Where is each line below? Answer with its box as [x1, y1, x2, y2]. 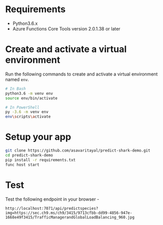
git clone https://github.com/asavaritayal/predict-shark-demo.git [5, 148, 151, 153]
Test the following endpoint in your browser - [5, 196, 100, 202]
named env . [5, 76, 29, 82]
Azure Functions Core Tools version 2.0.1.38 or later [12, 25, 120, 31]
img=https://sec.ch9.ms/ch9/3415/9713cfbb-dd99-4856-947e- [5, 210, 133, 215]
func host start [5, 162, 39, 167]
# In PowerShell [5, 105, 39, 110]
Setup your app [5, 131, 71, 143]
